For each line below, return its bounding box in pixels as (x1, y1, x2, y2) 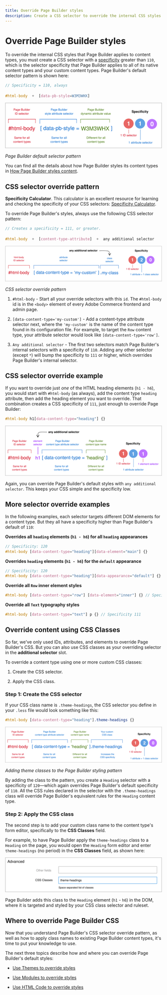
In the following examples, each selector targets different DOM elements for (5, 513, 161, 519)
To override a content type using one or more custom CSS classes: (5, 659, 143, 665)
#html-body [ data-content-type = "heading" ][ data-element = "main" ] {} (5, 549, 148, 554)
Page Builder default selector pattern (5, 153, 81, 159)
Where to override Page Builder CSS (5, 917, 119, 925)
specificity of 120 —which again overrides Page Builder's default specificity (5, 782, 158, 788)
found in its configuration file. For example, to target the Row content (12, 326, 152, 332)
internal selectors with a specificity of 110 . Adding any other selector (12, 347, 153, 353)
